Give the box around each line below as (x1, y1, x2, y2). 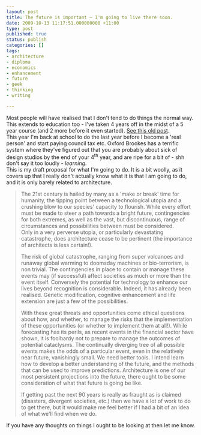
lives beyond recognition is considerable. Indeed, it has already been (20, 285, 191, 292)
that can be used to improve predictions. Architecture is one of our (20, 367, 186, 374)
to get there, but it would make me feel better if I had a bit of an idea (20, 404, 190, 411)
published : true (6, 31, 47, 37)
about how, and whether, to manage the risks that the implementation (20, 316, 193, 323)
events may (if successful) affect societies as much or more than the (20, 272, 191, 280)
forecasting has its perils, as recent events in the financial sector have (20, 328, 194, 336)
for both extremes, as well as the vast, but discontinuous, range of (20, 216, 185, 223)
